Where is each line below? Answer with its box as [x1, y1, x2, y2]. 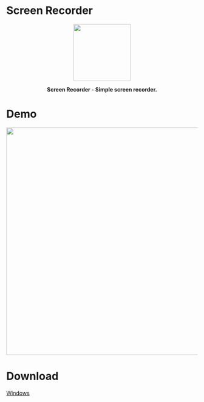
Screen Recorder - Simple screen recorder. [47, 85, 157, 93]
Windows [6, 389, 30, 397]
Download [6, 369, 59, 383]
